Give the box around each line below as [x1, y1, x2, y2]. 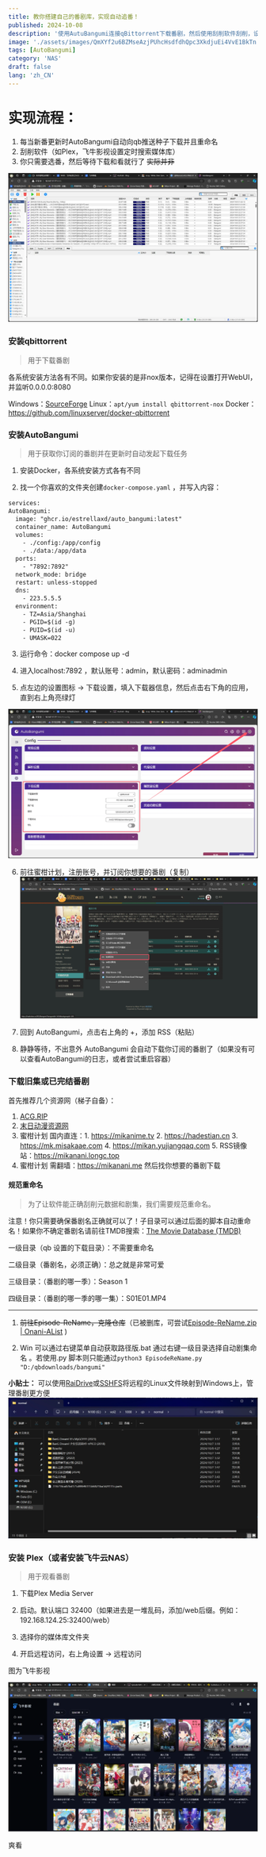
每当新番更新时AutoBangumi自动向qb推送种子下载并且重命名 [19, 136, 218, 146]
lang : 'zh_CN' [8, 71, 55, 79]
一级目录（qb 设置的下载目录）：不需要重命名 [8, 1242, 154, 1253]
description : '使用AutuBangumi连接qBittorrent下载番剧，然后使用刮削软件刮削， [8, 29, 254, 37]
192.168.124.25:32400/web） [19, 1615, 115, 1625]
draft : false [8, 63, 51, 71]
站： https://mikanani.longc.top [19, 1150, 120, 1160]
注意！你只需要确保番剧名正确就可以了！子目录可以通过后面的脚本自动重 [8, 1216, 244, 1226]
